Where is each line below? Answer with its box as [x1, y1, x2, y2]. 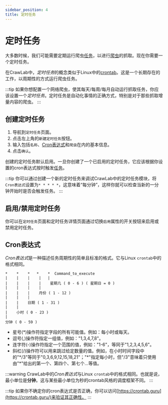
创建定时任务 [5, 115, 45, 123]
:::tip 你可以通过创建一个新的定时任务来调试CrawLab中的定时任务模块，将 [5, 176, 156, 182]
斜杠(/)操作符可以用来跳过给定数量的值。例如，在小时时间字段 [12, 347, 140, 353]
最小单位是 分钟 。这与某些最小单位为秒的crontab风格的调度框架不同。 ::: [5, 377, 153, 383]
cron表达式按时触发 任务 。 [13, 165, 67, 171]
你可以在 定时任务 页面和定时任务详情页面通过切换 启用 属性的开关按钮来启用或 [5, 218, 159, 224]
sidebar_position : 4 [5, 7, 48, 13]
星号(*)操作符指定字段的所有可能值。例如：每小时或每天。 [12, 329, 132, 335]
